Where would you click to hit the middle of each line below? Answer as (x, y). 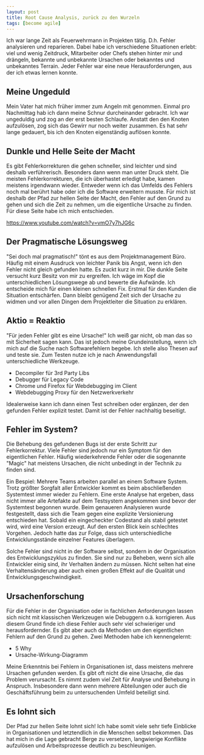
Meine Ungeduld (38, 92)
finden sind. (21, 470)
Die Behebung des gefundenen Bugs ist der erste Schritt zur (82, 444)
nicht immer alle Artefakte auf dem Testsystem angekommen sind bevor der (101, 501)
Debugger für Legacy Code (49, 379)
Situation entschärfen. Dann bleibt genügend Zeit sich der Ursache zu (93, 295)
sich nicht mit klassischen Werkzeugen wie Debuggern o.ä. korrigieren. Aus (101, 617)
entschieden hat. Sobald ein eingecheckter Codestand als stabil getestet (97, 520)
